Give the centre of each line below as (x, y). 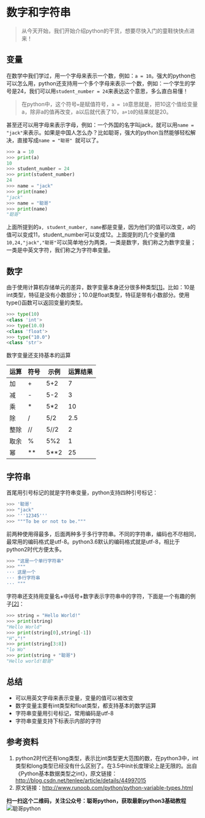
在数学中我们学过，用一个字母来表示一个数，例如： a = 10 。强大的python (99, 76)
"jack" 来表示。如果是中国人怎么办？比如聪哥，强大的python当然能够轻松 (99, 132)
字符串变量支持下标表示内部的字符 (58, 721)
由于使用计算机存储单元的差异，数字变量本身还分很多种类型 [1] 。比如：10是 (101, 287)
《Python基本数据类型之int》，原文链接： (66, 773)
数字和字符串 (39, 13)
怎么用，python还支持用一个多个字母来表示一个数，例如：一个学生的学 (106, 83)
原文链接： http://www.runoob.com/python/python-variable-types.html (104, 787)
